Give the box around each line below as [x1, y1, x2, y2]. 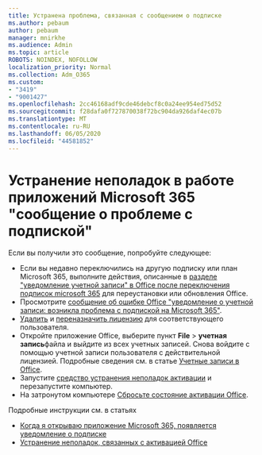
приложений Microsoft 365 [8, 188, 196, 206]
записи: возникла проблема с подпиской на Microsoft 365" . [19, 306, 222, 315]
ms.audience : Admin [8, 41, 73, 49]
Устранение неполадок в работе [8, 172, 234, 189]
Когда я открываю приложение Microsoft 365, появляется [19, 421, 217, 430]
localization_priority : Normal [8, 64, 112, 71]
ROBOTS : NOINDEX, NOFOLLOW [8, 56, 98, 64]
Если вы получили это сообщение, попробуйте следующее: [8, 248, 212, 258]
